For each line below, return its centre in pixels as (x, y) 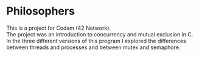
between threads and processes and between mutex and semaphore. (93, 47)
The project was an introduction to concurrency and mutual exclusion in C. (100, 34)
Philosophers (40, 11)
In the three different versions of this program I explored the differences (96, 41)
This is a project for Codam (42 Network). (59, 28)
